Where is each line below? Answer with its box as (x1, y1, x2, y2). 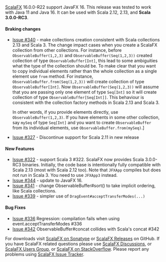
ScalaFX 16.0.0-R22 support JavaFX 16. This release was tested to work (5, 4, 152, 10)
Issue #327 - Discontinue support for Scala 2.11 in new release (12, 134, 139, 140)
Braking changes (5, 26, 41, 32)
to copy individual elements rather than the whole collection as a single (12, 68, 157, 74)
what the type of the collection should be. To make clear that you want (12, 63, 156, 69)
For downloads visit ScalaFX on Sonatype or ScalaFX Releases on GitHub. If (5, 235, 160, 241)
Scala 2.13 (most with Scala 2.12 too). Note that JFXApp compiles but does (12, 167, 161, 173)
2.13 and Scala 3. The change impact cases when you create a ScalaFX (12, 42, 158, 48)
